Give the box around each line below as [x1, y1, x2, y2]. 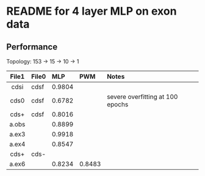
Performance [6, 42, 58, 52]
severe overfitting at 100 [106, 93, 178, 101]
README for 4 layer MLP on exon [6, 4, 177, 18]
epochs [106, 100, 129, 108]
